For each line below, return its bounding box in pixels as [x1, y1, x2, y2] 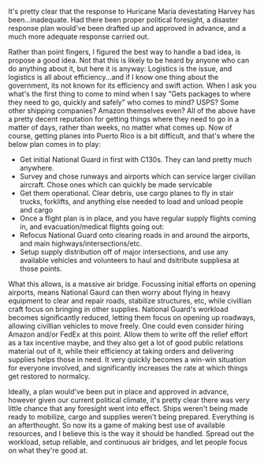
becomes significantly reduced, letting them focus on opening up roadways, [8, 313, 256, 322]
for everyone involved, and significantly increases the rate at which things [8, 363, 248, 372]
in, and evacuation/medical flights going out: [19, 222, 165, 231]
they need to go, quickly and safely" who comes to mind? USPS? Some [8, 98, 239, 107]
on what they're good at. [8, 446, 88, 455]
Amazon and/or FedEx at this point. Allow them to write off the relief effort [8, 329, 248, 339]
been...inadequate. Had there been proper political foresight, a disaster [8, 15, 239, 24]
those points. [19, 264, 63, 273]
